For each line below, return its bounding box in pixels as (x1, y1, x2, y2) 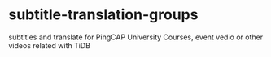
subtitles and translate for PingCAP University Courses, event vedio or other (8, 32, 263, 42)
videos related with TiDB (8, 40, 91, 50)
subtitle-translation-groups (8, 6, 199, 24)
